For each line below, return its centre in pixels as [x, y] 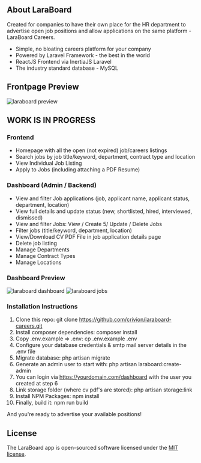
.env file [25, 352]
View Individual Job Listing [49, 163]
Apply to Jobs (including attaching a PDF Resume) [78, 170]
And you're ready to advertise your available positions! [74, 414]
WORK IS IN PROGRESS [51, 121]
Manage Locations [38, 262]
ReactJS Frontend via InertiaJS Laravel [63, 61]
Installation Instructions [42, 306]
